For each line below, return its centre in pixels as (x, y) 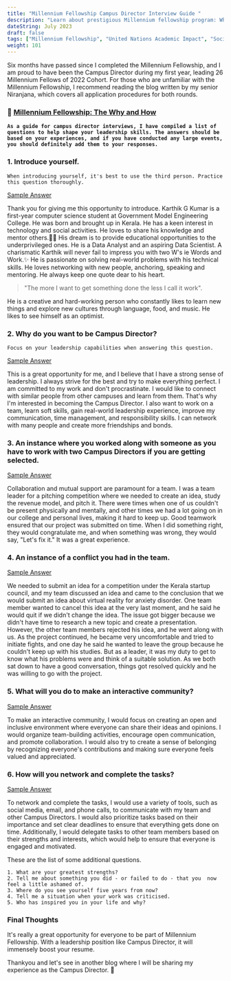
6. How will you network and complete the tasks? (91, 774)
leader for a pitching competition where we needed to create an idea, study (114, 496)
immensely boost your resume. (51, 949)
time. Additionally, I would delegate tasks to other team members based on (113, 832)
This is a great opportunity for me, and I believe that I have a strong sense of (115, 374)
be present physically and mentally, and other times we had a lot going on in (115, 511)
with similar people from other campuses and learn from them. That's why (112, 396)
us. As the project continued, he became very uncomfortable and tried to (111, 637)
